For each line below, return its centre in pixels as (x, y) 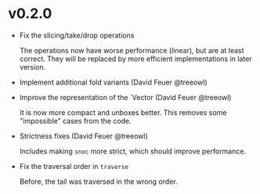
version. (32, 66)
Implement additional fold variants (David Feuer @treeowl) (113, 82)
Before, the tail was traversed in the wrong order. (98, 181)
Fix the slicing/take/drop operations (77, 35)
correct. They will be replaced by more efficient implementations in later (135, 59)
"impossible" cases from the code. (75, 120)
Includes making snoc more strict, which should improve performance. (133, 151)
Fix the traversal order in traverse (74, 166)
